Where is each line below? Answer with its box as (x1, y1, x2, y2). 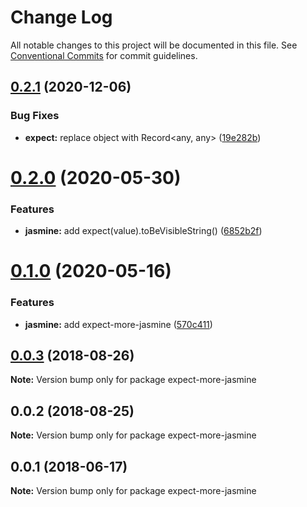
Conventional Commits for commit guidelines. (10, 49, 198, 61)
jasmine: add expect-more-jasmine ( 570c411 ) (24, 318, 213, 330)
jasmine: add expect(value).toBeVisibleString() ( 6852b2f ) (24, 225, 263, 237)
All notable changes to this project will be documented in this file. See (10, 39, 298, 51)
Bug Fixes (10, 109, 60, 123)
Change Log (10, 6, 113, 29)
